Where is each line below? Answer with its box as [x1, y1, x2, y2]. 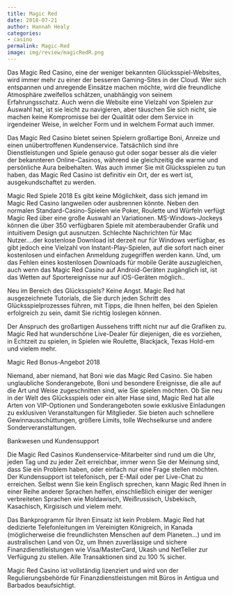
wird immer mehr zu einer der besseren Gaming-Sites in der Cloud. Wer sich [7, 75, 227, 84]
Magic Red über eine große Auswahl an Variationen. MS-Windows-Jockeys [7, 213, 223, 222]
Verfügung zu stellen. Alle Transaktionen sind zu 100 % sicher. [7, 552, 186, 561]
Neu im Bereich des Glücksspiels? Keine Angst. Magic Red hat [7, 286, 186, 295]
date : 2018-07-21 [7, 17, 58, 24]
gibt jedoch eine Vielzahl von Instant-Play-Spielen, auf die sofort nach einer [7, 243, 224, 252]
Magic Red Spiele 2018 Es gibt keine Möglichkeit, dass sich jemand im [7, 191, 208, 199]
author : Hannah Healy [7, 23, 70, 30]
